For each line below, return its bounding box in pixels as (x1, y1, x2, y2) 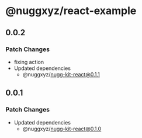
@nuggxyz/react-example (5, 4, 137, 18)
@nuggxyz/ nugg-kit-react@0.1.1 (22, 70, 100, 78)
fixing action (13, 58, 44, 65)
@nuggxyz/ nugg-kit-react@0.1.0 (22, 125, 102, 132)
